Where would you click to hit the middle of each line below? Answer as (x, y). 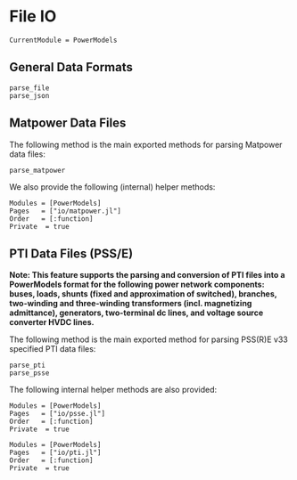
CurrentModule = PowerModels (63, 40)
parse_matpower (37, 170)
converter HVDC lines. (52, 322)
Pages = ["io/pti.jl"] (55, 453)
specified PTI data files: (53, 349)
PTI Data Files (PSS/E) (71, 253)
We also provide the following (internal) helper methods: (112, 187)
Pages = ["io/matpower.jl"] (66, 211)
